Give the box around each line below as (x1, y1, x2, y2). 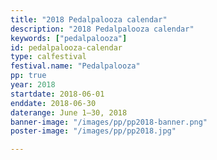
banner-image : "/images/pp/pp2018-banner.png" (10, 117, 208, 127)
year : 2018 (10, 80, 56, 90)
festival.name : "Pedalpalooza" (10, 61, 141, 71)
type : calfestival (10, 52, 87, 62)
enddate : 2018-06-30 (10, 98, 97, 108)
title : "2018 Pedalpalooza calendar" (10, 14, 168, 25)
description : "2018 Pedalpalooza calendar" (10, 24, 195, 34)
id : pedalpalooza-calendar (10, 42, 123, 53)
